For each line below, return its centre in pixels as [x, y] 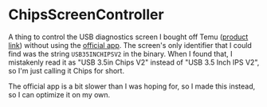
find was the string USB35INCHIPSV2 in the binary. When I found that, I [120, 53]
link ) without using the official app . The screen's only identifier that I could [130, 45]
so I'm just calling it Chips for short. [67, 70]
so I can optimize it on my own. [59, 94]
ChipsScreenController [86, 15]
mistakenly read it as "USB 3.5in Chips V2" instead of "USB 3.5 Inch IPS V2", [134, 62]
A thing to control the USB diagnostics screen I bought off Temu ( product [128, 37]
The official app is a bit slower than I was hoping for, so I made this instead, [132, 86]
